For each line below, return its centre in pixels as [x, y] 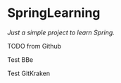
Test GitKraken [29, 73]
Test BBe [20, 59]
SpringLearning [54, 13]
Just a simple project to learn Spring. [61, 32]
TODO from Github [34, 46]
